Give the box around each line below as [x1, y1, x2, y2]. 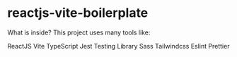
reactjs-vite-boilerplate [7, 5, 149, 21]
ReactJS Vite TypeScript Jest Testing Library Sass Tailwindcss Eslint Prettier [7, 42, 230, 50]
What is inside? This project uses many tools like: [7, 28, 151, 37]
